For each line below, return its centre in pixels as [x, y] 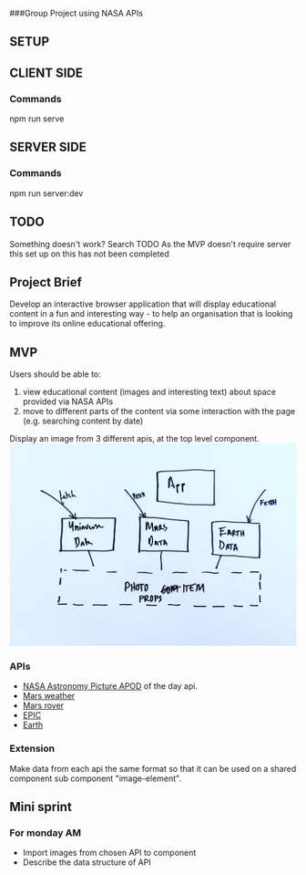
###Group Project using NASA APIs [76, 13]
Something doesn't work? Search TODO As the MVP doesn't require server [150, 244]
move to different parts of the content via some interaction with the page [159, 411]
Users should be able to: [56, 374]
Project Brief [46, 282]
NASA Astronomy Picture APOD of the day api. [110, 686]
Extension [32, 749]
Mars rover [43, 705]
